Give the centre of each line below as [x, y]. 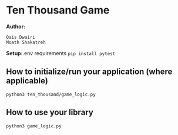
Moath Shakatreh [26, 42]
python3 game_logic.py [34, 126]
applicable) [27, 81]
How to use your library [50, 112]
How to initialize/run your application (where [89, 72]
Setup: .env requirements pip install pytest [61, 53]
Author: [16, 26]
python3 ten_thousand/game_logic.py [51, 95]
